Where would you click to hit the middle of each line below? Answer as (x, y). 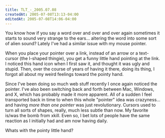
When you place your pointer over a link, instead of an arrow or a (72, 53)
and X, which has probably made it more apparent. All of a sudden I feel (79, 94)
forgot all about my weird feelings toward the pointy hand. (64, 74)
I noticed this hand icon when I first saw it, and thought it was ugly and (78, 64)
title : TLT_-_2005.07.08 (31, 10)
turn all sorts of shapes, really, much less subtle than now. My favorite (77, 110)
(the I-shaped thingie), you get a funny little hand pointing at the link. (90, 59)
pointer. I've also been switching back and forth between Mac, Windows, (80, 89)
